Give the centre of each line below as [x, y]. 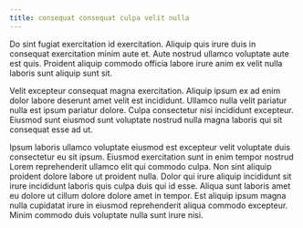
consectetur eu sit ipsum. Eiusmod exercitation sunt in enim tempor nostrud [151, 157]
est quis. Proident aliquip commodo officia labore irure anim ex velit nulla [146, 63]
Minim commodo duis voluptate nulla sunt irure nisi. [106, 214]
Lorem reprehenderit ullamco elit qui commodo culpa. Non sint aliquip [141, 166]
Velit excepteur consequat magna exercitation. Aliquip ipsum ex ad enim [145, 90]
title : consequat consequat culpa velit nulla [99, 18]
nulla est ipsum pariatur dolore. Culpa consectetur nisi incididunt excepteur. [151, 109]
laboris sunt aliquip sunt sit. [61, 73]
